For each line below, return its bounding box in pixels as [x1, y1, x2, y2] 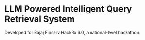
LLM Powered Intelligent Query [4, 3, 132, 14]
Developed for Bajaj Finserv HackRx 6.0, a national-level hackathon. [4, 29, 141, 35]
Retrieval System [4, 13, 75, 25]
